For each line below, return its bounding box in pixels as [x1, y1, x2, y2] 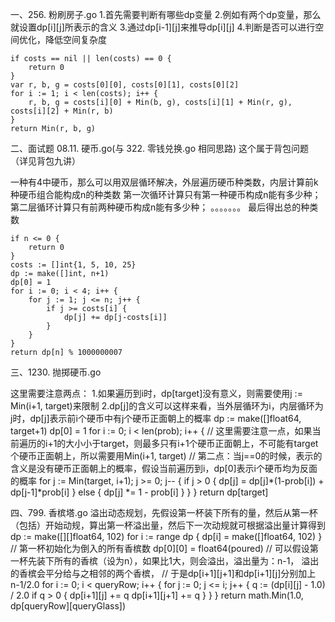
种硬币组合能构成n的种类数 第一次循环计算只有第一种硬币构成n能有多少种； [10, 189, 322, 200]
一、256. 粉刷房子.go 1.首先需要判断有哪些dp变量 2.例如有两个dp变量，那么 [10, 9, 322, 20]
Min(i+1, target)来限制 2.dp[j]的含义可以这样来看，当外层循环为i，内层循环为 [10, 400, 324, 412]
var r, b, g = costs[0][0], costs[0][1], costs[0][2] [10, 80, 240, 90]
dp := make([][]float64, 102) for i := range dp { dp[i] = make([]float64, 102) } [10, 531, 323, 542]
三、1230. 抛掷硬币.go [10, 366, 102, 378]
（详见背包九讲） [10, 155, 81, 167]
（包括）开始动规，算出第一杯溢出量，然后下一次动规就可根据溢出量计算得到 [10, 519, 326, 531]
